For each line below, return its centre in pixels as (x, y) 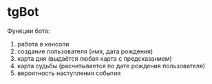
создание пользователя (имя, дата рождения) (85, 51)
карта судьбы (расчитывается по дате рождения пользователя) (111, 66)
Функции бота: (29, 31)
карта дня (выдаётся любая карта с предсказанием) (94, 58)
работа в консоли (43, 44)
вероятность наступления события (69, 73)
